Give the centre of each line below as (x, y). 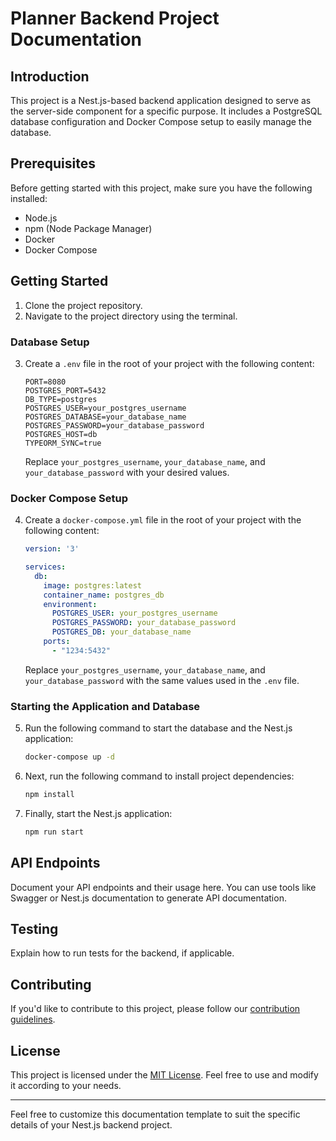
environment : (70, 604)
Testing (34, 928)
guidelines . (33, 1019)
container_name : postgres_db (104, 595)
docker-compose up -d (69, 757)
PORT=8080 (45, 382)
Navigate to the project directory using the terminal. (131, 316)
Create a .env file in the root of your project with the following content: (169, 363)
